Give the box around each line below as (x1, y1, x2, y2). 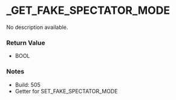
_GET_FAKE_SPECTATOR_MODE (6, 4, 171, 17)
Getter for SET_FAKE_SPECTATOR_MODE (15, 87, 118, 95)
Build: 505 (15, 81, 41, 88)
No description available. (6, 23, 68, 31)
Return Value (6, 39, 45, 47)
